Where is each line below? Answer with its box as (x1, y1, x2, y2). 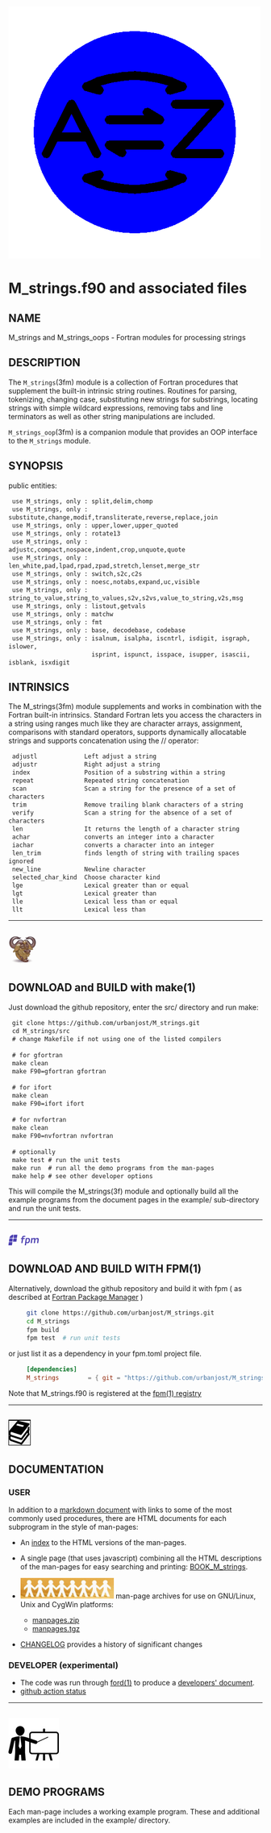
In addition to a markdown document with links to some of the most (8, 1505, 232, 1514)
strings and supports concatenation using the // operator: (8, 736, 199, 746)
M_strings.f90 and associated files (8, 279, 248, 298)
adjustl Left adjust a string (11, 752, 157, 760)
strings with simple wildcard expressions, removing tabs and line (8, 402, 223, 413)
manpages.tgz (31, 1624, 81, 1634)
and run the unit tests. (8, 1203, 81, 1213)
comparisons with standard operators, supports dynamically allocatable (8, 727, 248, 737)
